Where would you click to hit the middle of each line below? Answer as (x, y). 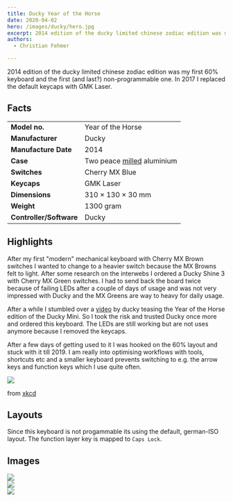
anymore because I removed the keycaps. (67, 331)
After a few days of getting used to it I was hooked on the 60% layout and (112, 344)
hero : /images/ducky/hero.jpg (51, 26)
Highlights (30, 242)
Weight (23, 206)
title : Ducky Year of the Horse (54, 14)
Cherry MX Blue (110, 172)
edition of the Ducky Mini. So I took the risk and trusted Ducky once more (112, 316)
